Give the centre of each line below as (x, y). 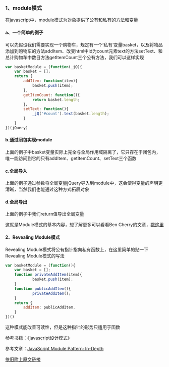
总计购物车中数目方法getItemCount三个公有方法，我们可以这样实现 (75, 57)
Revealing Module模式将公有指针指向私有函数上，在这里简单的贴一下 (77, 249)
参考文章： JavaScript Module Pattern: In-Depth (54, 349)
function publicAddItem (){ (43, 289)
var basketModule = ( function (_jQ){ (44, 67)
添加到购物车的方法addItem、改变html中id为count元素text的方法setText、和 (84, 51)
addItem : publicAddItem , (49, 307)
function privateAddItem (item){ (48, 275)
